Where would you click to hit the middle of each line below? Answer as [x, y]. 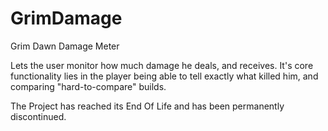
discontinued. [38, 116]
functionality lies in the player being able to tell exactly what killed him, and [164, 76]
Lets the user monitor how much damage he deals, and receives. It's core [162, 65]
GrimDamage [66, 18]
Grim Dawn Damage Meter [65, 46]
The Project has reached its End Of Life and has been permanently [147, 106]
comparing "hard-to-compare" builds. [88, 86]
